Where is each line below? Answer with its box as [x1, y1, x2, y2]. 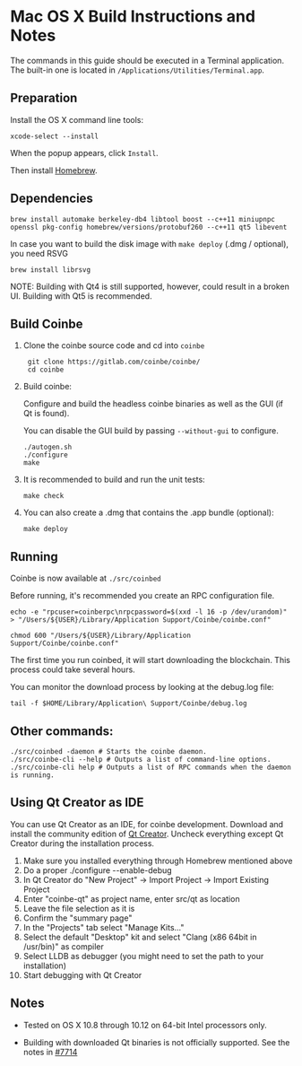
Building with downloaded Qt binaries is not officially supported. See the [22, 1036, 290, 1047]
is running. [10, 771, 55, 780]
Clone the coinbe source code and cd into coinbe [22, 340, 205, 351]
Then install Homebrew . [10, 164, 98, 176]
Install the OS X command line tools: [10, 114, 144, 125]
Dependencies [10, 191, 93, 206]
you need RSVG [10, 248, 68, 258]
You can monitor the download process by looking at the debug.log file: [10, 682, 274, 693]
